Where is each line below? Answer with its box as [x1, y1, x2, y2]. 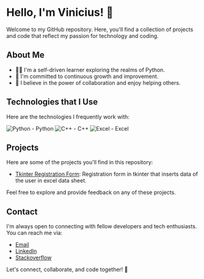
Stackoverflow [15, 254, 52, 261]
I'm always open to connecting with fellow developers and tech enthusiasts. [6, 223, 197, 230]
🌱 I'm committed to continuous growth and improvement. [15, 73, 159, 80]
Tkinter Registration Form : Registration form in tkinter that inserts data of [15, 170, 199, 178]
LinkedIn [15, 247, 37, 255]
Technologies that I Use [6, 97, 98, 107]
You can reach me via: [6, 229, 63, 237]
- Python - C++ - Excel [31, 125, 129, 132]
